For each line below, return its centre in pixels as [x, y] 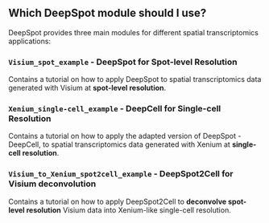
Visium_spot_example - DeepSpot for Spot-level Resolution [123, 62]
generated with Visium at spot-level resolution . [87, 88]
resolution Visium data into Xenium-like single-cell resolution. [128, 210]
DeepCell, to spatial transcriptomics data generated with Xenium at [120, 144]
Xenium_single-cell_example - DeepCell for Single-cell [115, 109]
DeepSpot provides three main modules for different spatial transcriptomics [134, 32]
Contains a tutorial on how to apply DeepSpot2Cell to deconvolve [118, 201]
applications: [29, 41]
